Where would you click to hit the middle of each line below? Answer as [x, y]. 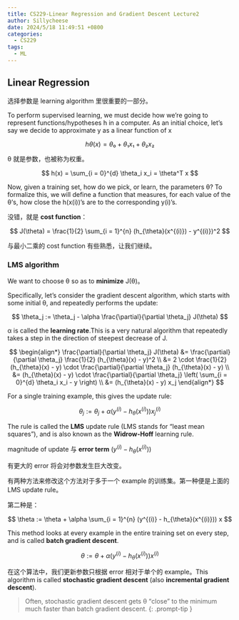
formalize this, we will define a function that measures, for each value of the [119, 194]
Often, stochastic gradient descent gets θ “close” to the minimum [121, 601]
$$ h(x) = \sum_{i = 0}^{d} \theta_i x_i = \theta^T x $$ [120, 173]
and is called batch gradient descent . [63, 540]
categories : [25, 34]
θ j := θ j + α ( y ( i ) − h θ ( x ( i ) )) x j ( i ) [120, 411]
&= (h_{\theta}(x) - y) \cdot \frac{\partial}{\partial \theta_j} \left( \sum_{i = [120, 375]
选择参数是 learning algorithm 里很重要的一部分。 [80, 101]
